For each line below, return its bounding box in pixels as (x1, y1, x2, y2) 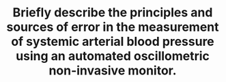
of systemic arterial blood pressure (11, 34, 214, 49)
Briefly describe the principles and (12, 5, 213, 20)
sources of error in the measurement (6, 19, 219, 35)
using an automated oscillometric (16, 49, 210, 64)
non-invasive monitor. (48, 63, 177, 79)
